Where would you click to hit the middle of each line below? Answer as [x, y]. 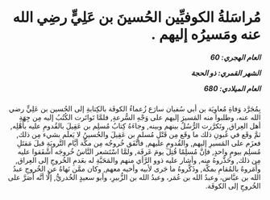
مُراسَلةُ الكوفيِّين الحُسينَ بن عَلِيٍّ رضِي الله [137, 17]
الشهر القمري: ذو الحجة [226, 73]
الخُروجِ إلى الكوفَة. [233, 186]
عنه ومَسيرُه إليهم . [206, 34]
